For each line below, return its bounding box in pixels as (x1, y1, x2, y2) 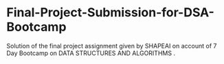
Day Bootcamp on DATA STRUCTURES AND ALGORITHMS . (6, 49, 176, 57)
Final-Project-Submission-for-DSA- (6, 5, 214, 20)
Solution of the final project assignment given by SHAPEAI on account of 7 (6, 42, 217, 50)
